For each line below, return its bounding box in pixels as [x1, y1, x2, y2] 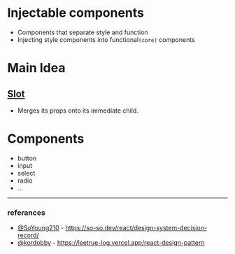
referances [7, 208, 45, 218]
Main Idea [7, 60, 66, 76]
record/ [17, 231, 40, 239]
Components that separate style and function [17, 28, 148, 36]
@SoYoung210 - [17, 224, 64, 232]
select [17, 169, 36, 177]
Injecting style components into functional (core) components [17, 35, 196, 43]
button [17, 154, 37, 162]
